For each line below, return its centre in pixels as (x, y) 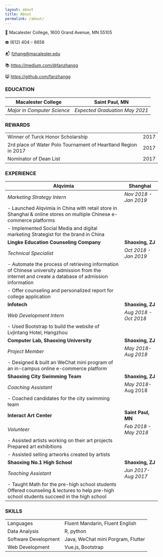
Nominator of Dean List (34, 159)
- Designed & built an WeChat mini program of (60, 362)
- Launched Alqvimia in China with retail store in (62, 208)
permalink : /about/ (25, 19)
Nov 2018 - (138, 194)
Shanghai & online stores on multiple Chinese (59, 214)
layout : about (19, 10)
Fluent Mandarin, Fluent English (101, 523)
